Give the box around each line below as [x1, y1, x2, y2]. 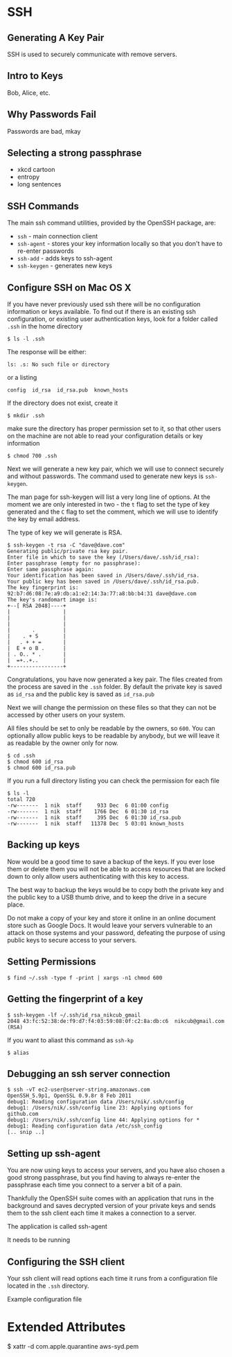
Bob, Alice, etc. [7, 88, 51, 97]
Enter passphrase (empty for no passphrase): [7, 560, 141, 567]
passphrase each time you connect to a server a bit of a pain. [7, 1181, 182, 1189]
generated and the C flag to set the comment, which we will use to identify [7, 507, 218, 516]
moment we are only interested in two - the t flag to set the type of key [7, 500, 210, 509]
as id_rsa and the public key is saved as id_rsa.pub [7, 690, 154, 699]
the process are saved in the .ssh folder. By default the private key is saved [7, 683, 222, 691]
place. [7, 900, 26, 909]
